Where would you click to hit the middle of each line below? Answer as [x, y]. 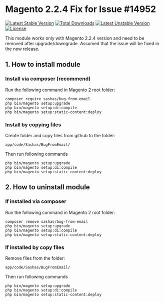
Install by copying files [33, 125]
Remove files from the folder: [35, 258]
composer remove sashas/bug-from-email [47, 221]
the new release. [22, 49]
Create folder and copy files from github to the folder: [60, 135]
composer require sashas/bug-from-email [48, 99]
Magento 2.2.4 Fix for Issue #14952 [81, 9]
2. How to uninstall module [47, 187]
